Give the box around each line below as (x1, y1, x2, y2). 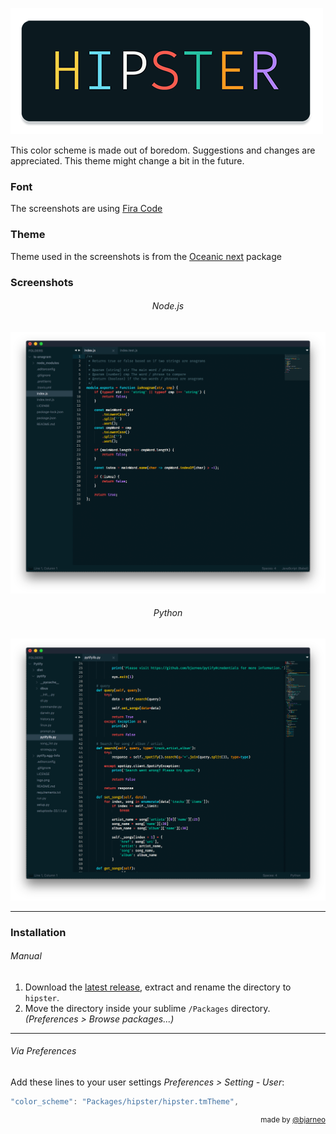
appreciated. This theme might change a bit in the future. (10, 155, 245, 167)
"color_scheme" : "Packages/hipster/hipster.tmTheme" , (10, 1096, 240, 1107)
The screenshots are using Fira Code (10, 203, 163, 215)
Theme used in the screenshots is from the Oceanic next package (10, 250, 282, 262)
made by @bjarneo (260, 1114, 326, 1125)
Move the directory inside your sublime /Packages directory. (24, 1002, 271, 1014)
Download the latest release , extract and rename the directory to (24, 981, 292, 993)
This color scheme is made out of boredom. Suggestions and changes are (10, 144, 316, 156)
